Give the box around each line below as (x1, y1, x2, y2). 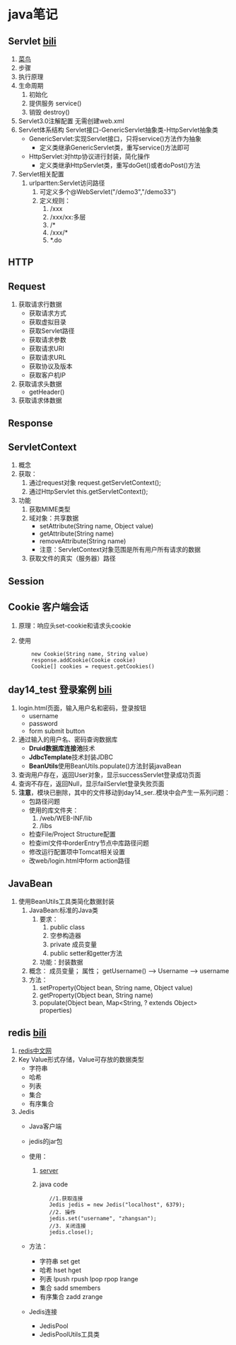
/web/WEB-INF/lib (39, 814, 93, 822)
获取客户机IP (28, 371, 66, 380)
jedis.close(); (49, 1229, 94, 1236)
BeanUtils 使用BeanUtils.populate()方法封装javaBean (28, 762, 182, 771)
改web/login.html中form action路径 (28, 856, 131, 865)
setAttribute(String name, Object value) (39, 522, 154, 530)
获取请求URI (28, 344, 64, 353)
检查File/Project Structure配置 (28, 830, 116, 839)
